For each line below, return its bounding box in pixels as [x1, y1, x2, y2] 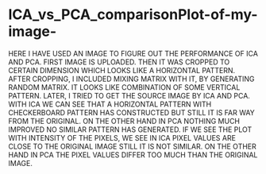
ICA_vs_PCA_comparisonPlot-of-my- [8, 6, 258, 24]
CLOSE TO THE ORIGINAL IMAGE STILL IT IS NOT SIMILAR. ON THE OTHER [8, 141, 256, 151]
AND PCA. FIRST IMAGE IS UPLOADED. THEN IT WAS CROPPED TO [8, 57, 230, 67]
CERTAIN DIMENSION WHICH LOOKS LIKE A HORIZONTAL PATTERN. [8, 65, 236, 75]
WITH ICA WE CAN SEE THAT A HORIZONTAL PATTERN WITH [8, 99, 212, 109]
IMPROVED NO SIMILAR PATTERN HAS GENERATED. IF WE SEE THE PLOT [8, 125, 253, 134]
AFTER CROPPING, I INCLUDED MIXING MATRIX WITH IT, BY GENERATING [8, 74, 255, 83]
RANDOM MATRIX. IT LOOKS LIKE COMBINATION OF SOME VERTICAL [8, 82, 241, 92]
